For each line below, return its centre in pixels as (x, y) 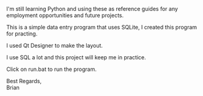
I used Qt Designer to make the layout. (54, 46)
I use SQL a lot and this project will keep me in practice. (76, 57)
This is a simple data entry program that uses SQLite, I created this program (102, 27)
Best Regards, (24, 81)
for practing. (22, 34)
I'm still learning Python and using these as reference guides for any (92, 9)
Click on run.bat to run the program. (51, 69)
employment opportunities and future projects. (65, 15)
